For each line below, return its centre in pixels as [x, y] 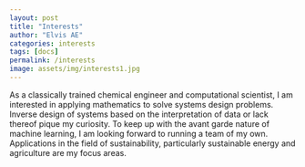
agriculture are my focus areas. [68, 152]
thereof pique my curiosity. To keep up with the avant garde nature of [140, 123]
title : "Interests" [46, 26]
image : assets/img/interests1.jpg [75, 69]
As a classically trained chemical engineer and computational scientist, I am [151, 94]
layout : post [34, 18]
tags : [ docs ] [34, 52]
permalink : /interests [52, 60]
